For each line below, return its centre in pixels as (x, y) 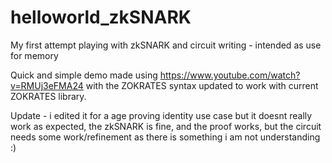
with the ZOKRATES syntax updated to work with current (202, 85)
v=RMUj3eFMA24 (47, 85)
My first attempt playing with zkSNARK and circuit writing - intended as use (166, 45)
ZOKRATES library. (48, 96)
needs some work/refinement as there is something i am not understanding (165, 137)
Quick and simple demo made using (84, 75)
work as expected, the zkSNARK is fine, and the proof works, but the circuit (166, 126)
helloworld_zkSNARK (101, 17)
